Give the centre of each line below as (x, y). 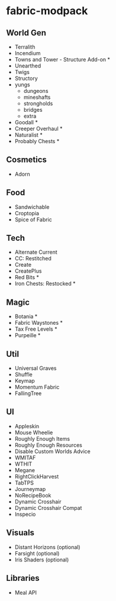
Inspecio (25, 514)
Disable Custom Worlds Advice (52, 451)
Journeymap (30, 489)
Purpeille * (28, 335)
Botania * (26, 316)
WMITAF (25, 457)
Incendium (28, 53)
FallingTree (28, 393)
